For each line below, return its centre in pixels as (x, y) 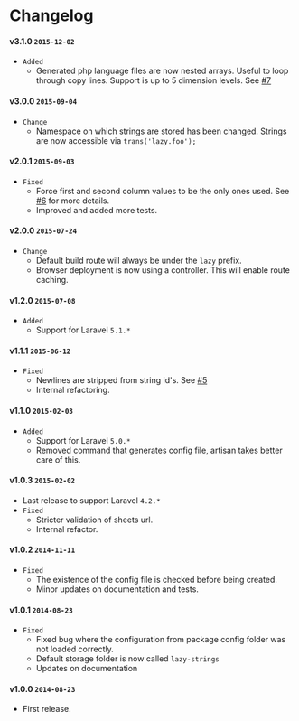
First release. (47, 709)
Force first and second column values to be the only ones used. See (163, 191)
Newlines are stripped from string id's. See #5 (121, 380)
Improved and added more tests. (97, 210)
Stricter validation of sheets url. (94, 520)
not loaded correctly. (75, 649)
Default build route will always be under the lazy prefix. (139, 260)
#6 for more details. (73, 201)
